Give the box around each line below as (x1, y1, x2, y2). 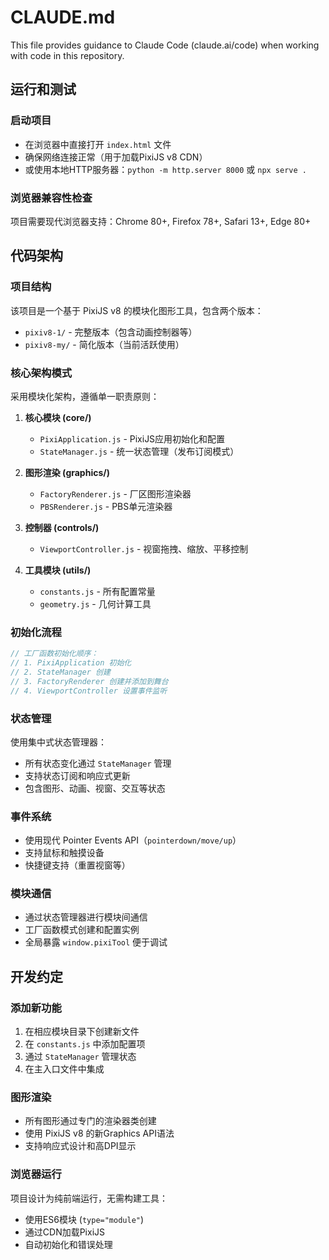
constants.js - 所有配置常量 (39, 585, 156, 597)
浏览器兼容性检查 (10, 191, 93, 205)
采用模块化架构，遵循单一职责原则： (10, 390, 160, 402)
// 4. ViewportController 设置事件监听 (10, 686, 168, 696)
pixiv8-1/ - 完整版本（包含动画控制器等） (24, 326, 198, 338)
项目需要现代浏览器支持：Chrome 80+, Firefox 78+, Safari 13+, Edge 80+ (10, 215, 312, 227)
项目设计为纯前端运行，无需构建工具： (10, 1192, 168, 1204)
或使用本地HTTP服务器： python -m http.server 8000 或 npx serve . (24, 163, 307, 175)
